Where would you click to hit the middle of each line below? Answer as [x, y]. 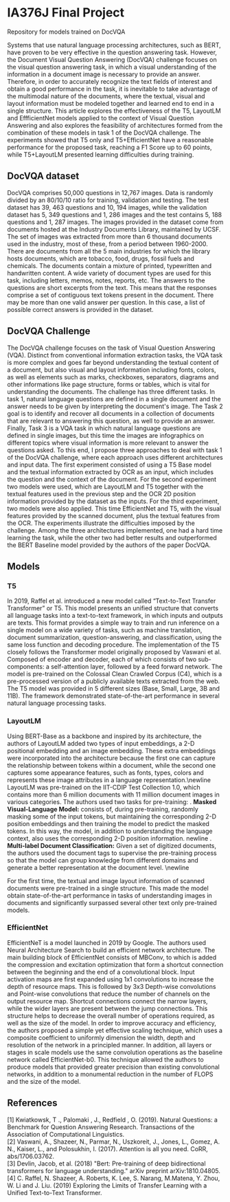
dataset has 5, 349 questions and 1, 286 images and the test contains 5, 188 [114, 214]
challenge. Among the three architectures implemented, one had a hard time [115, 530]
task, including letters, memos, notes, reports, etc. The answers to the [106, 280]
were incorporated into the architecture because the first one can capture [111, 758]
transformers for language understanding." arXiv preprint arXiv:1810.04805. [114, 1170]
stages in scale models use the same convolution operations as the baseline [115, 1052]
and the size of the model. [44, 1081]
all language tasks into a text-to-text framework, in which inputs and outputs [115, 616]
